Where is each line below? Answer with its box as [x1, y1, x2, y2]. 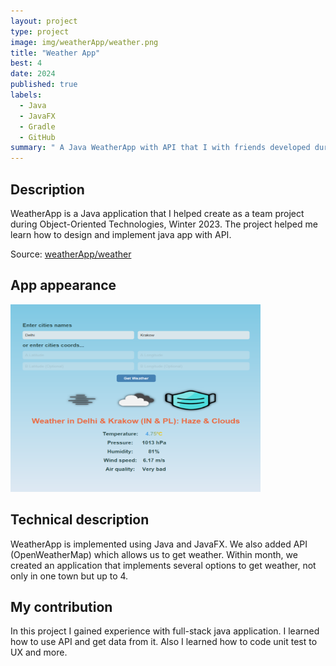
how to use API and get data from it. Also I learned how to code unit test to [10, 636, 318, 648]
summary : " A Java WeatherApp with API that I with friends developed [10, 143, 311, 153]
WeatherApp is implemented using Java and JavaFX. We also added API [10, 538, 308, 550]
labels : [10, 90, 43, 100]
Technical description [10, 511, 150, 529]
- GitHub [19, 132, 56, 142]
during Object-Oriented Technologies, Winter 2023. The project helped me [10, 218, 318, 230]
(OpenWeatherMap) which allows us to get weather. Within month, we [10, 548, 298, 560]
